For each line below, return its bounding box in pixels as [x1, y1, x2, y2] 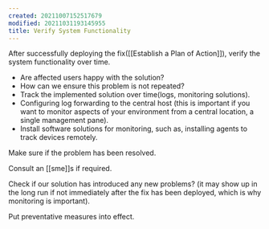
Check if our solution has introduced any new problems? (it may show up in [8, 179, 258, 189]
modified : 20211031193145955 [8, 19, 106, 27]
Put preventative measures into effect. [8, 212, 135, 222]
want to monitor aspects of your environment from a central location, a [19, 107, 255, 117]
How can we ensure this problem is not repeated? [19, 81, 185, 91]
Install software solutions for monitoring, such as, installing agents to [19, 124, 247, 133]
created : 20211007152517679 [8, 11, 103, 20]
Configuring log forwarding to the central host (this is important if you [19, 98, 251, 108]
